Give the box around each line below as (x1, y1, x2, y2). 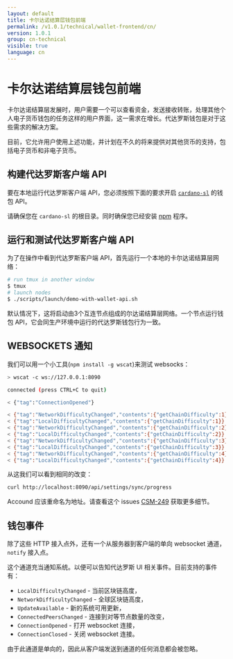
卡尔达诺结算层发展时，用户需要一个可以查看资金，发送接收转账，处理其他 (7, 105, 220, 113)
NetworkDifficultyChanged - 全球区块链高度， (17, 595, 147, 603)
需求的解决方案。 (12, 122, 62, 131)
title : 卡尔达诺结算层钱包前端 (7, 17, 86, 24)
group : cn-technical (7, 36, 67, 43)
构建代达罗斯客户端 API (7, 168, 107, 181)
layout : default (7, 10, 54, 17)
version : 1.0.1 (7, 29, 51, 37)
